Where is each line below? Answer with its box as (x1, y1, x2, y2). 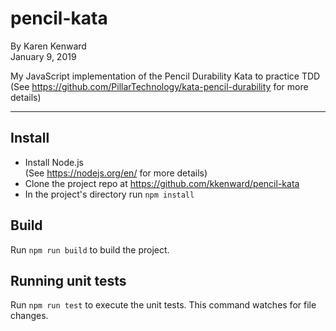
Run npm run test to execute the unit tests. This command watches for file (10, 299, 317, 311)
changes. (10, 310, 49, 322)
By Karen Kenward (10, 40, 87, 52)
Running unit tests (10, 272, 127, 289)
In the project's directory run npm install (24, 188, 195, 200)
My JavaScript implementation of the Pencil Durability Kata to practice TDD (10, 70, 321, 82)
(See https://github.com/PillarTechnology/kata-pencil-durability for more (10, 80, 309, 92)
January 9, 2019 (10, 50, 77, 62)
